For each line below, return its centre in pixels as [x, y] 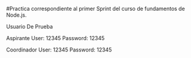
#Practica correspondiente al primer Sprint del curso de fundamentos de [95, 9]
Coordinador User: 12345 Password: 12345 [59, 50]
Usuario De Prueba [30, 27]
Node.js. [16, 15]
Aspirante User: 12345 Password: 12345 [56, 38]
